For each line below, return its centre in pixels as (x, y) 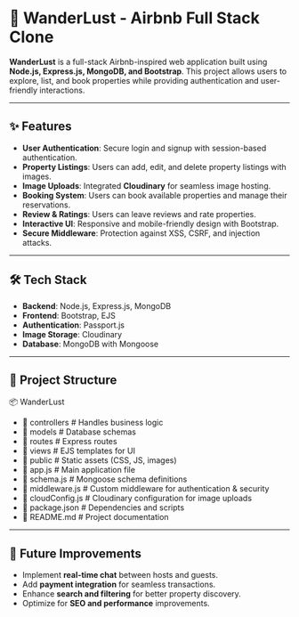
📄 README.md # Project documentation (95, 517)
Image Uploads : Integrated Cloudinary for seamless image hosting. (146, 185)
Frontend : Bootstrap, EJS (69, 315)
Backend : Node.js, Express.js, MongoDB (97, 305)
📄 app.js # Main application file (79, 470)
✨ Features (40, 127)
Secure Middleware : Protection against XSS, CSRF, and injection (141, 233)
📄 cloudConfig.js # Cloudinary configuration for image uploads (137, 499)
